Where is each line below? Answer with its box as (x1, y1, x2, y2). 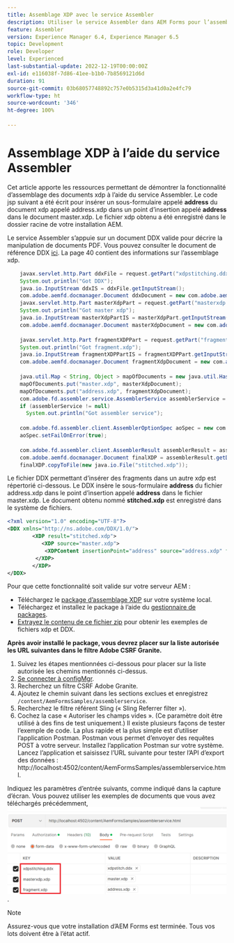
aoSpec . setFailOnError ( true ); (19, 432, 108, 439)
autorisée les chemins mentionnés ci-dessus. (17, 667, 148, 676)
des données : (17, 756, 59, 764)
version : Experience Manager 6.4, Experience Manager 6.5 (7, 33, 179, 40)
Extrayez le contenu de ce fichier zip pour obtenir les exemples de (17, 618, 208, 626)
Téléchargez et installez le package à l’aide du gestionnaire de (17, 603, 196, 612)
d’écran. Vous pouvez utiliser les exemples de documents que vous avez (7, 792, 216, 800)
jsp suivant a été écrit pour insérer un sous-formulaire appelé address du (7, 197, 218, 206)
